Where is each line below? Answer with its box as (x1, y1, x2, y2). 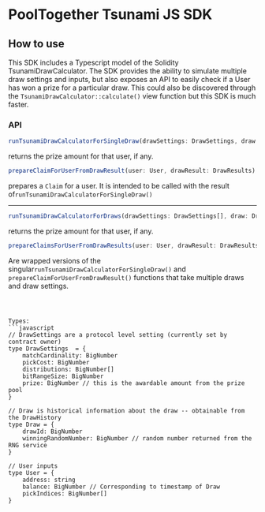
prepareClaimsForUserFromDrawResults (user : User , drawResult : (8, 241, 217, 249)
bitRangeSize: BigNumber (22, 372, 104, 380)
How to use (8, 37, 65, 50)
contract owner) (8, 338, 62, 346)
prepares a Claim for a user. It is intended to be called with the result (8, 181, 230, 191)
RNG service (8, 441, 47, 449)
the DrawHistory (8, 413, 62, 421)
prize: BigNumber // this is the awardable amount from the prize (22, 379, 245, 387)
